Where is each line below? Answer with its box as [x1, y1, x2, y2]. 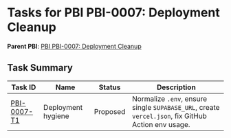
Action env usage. [131, 119, 190, 129]
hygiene [43, 111, 70, 121]
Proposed [93, 106, 126, 116]
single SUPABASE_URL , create [131, 102, 220, 112]
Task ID [11, 82, 36, 92]
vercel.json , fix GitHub [131, 111, 208, 121]
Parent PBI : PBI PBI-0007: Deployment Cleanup [7, 42, 142, 50]
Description [157, 82, 196, 92]
